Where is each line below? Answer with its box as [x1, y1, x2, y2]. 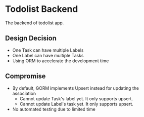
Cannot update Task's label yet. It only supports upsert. [19, 95, 133, 102]
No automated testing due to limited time [12, 106, 96, 112]
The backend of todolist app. [5, 20, 64, 26]
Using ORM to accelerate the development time [12, 58, 109, 64]
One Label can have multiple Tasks [12, 52, 84, 58]
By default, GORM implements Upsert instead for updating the [12, 85, 139, 91]
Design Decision [5, 34, 57, 42]
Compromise [5, 72, 46, 80]
